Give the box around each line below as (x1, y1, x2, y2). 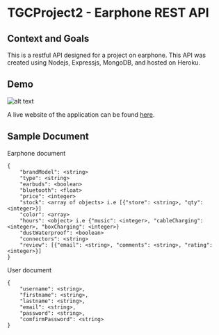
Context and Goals (7, 33, 90, 44)
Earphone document (7, 149, 66, 157)
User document (7, 265, 52, 274)
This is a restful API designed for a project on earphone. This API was (7, 51, 206, 59)
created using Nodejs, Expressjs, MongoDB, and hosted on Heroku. (7, 58, 200, 67)
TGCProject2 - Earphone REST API (7, 5, 210, 21)
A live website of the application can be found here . (7, 110, 155, 119)
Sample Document (7, 131, 89, 142)
